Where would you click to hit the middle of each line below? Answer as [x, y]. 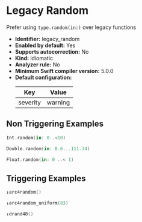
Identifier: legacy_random [47, 39]
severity [29, 102]
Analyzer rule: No [37, 65]
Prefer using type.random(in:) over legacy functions [71, 27]
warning [58, 102]
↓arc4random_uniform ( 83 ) [37, 203]
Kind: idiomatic [34, 58]
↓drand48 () [20, 214]
